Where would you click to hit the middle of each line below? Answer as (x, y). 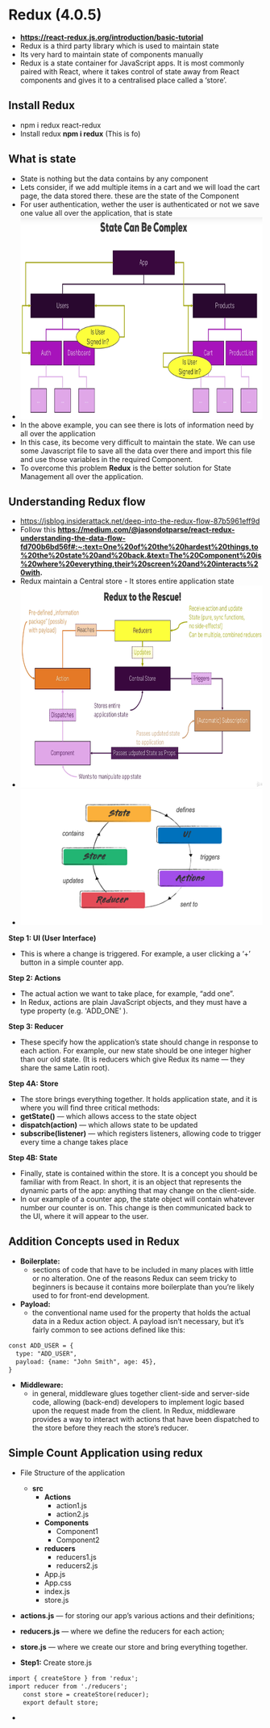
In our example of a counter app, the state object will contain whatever (137, 1199)
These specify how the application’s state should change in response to (139, 1042)
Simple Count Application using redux (106, 1453)
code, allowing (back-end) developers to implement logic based (138, 1402)
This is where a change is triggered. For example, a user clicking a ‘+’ (135, 954)
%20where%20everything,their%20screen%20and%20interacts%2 (139, 564)
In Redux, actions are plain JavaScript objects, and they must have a (133, 1003)
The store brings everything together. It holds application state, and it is (139, 1099)
